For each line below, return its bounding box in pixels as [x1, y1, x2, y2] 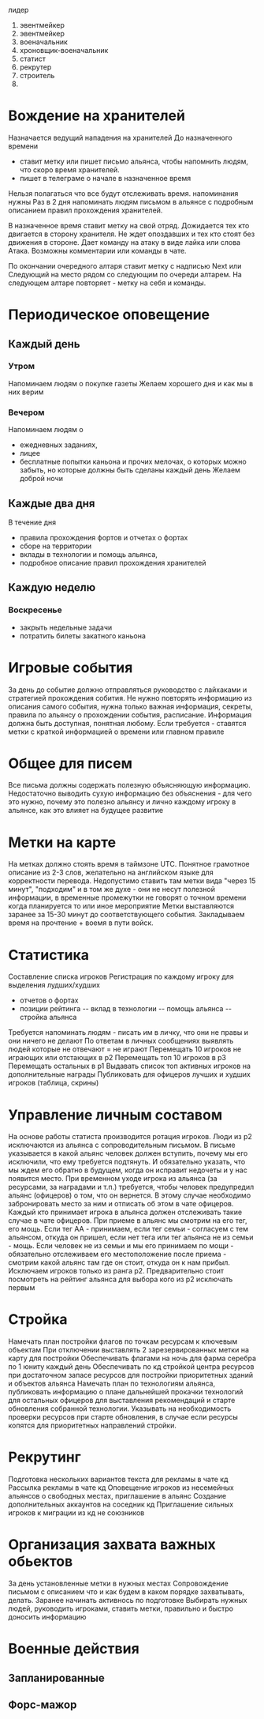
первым [8, 1283, 35, 1292]
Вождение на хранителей [8, 107, 185, 125]
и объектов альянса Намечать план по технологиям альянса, [8, 1379, 215, 1388]
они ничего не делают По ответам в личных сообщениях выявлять [8, 1036, 234, 1046]
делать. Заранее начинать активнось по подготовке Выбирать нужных [8, 1596, 247, 1605]
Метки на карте [8, 833, 117, 851]
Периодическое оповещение [8, 306, 210, 324]
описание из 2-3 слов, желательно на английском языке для [8, 867, 214, 878]
